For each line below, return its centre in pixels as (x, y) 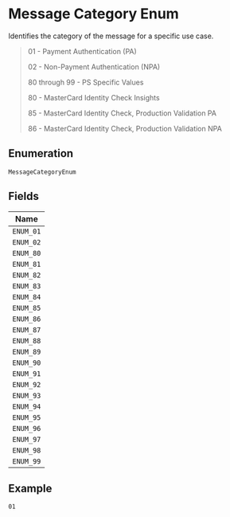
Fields (24, 196)
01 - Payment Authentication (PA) (82, 51)
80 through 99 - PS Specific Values (86, 82)
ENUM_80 (27, 253)
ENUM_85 (27, 308)
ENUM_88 (27, 341)
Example (30, 488)
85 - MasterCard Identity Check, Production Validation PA (122, 113)
